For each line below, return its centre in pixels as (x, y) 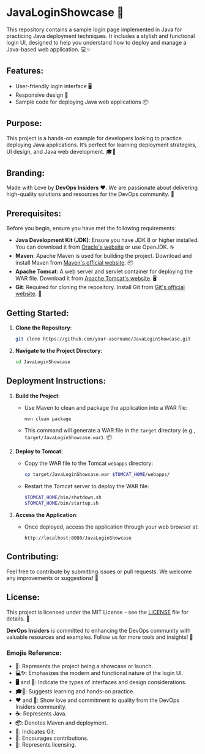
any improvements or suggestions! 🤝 (53, 578)
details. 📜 (18, 619)
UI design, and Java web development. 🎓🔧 (61, 151)
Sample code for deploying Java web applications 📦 (82, 102)
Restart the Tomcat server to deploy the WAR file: (87, 486)
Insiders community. (41, 706)
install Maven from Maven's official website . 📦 (74, 263)
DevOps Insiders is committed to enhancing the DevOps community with (99, 630)
